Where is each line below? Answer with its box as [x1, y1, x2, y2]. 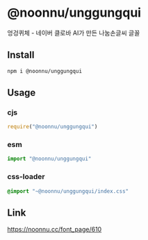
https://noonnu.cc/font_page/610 [7, 225, 102, 234]
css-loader [7, 172, 45, 182]
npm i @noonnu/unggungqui [7, 67, 82, 74]
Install [7, 49, 35, 61]
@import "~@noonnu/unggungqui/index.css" [7, 187, 129, 195]
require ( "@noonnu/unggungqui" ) [7, 123, 98, 130]
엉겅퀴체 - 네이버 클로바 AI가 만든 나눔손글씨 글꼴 [7, 28, 140, 37]
